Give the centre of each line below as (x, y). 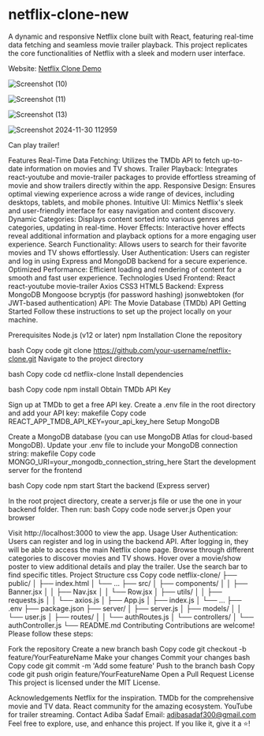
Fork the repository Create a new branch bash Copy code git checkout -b (127, 648)
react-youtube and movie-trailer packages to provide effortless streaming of (132, 177)
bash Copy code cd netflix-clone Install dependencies (96, 374)
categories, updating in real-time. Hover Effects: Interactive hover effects (127, 227)
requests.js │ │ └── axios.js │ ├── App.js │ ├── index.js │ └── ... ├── (125, 600)
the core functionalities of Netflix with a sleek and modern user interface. (127, 53)
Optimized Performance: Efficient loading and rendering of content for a (125, 269)
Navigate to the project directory (91, 359)
